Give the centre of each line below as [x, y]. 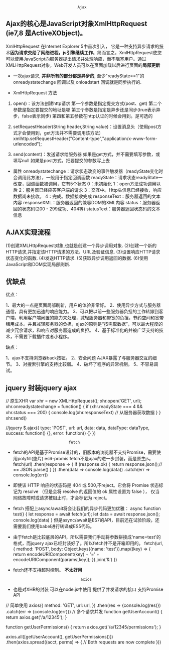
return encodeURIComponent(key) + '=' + [56, 554]
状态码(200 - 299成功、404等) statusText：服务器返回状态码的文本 [91, 209]
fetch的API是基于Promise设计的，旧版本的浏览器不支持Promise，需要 [85, 452]
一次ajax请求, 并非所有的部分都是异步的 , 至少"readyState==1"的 [78, 76]
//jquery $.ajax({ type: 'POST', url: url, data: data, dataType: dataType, [78, 428]
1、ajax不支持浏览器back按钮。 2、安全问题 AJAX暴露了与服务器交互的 [79, 358]
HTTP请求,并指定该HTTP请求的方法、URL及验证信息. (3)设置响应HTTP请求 [83, 251]
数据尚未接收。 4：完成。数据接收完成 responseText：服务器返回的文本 [87, 196]
